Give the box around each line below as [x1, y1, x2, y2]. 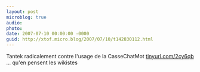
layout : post [6, 8, 39, 15]
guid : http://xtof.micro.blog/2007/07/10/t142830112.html [6, 36, 153, 42]
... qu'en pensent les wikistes [6, 59, 78, 66]
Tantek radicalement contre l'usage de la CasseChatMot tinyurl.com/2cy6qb [6, 53, 194, 60]
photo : [6, 25, 23, 32]
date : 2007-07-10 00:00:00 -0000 [6, 31, 90, 37]
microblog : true [6, 14, 47, 20]
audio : [6, 20, 23, 26]
